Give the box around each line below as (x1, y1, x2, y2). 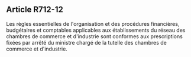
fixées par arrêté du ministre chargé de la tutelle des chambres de (6, 39, 167, 46)
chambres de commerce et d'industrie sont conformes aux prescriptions (6, 32, 183, 40)
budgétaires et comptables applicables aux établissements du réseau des (6, 26, 186, 33)
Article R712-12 (6, 5, 63, 15)
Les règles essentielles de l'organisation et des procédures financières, (6, 20, 180, 27)
